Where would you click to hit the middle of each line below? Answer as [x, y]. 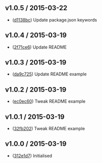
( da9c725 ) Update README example [49, 74]
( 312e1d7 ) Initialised [32, 156]
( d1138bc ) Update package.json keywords [54, 20]
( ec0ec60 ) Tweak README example [49, 101]
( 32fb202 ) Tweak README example [48, 129]
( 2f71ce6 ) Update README [39, 47]
